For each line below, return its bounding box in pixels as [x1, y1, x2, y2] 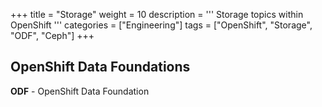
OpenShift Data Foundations [10, 59, 191, 76]
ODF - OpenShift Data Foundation [10, 85, 150, 97]
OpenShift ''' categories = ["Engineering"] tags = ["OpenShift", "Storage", [10, 19, 313, 31]
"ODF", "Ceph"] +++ [10, 30, 95, 41]
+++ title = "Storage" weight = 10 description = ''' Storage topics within [10, 9, 304, 20]
